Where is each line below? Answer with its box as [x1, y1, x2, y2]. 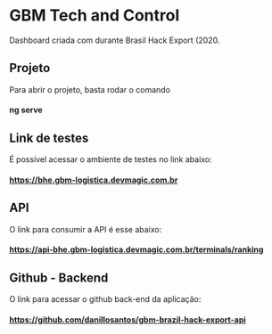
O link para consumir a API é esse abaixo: [9, 224, 162, 234]
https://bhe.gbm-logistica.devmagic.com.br [9, 175, 178, 185]
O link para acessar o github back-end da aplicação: [9, 293, 202, 304]
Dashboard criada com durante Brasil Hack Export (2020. [9, 35, 220, 45]
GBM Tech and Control [9, 5, 180, 26]
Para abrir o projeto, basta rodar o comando [9, 84, 171, 94]
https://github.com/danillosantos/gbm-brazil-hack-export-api [9, 314, 247, 325]
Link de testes [9, 130, 89, 145]
